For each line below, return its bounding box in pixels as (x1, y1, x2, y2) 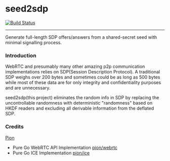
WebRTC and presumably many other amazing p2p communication (5, 63, 145, 69)
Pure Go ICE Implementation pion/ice (12, 149, 90, 156)
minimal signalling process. (5, 39, 62, 45)
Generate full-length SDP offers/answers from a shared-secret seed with (5, 34, 157, 40)
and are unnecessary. (5, 85, 51, 91)
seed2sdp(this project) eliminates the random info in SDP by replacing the (5, 95, 159, 101)
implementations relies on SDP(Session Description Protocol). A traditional (5, 69, 160, 75)
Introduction (5, 52, 36, 59)
